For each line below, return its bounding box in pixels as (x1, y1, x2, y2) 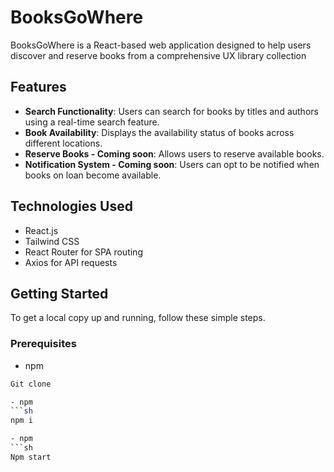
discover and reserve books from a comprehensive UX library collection (10, 49, 307, 61)
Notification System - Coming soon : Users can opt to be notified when (24, 158, 320, 170)
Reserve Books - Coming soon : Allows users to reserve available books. (24, 147, 325, 160)
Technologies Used (10, 198, 133, 215)
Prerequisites (10, 337, 77, 351)
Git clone (10, 379, 52, 389)
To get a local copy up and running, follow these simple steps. (10, 312, 266, 324)
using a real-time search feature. (24, 116, 160, 128)
